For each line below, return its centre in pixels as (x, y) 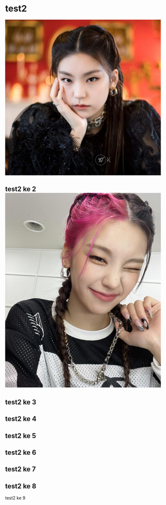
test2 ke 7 (21, 469)
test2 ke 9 (15, 498)
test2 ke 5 (21, 436)
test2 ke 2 (21, 189)
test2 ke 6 (21, 453)
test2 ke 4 (21, 419)
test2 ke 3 (21, 402)
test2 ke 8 (21, 486)
